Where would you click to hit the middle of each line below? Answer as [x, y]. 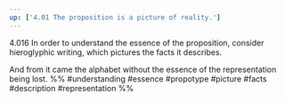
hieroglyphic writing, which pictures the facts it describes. [116, 52]
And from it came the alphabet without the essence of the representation [143, 69]
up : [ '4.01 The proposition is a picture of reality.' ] [115, 17]
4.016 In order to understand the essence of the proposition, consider [137, 43]
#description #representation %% [72, 88]
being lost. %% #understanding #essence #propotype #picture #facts [138, 78]
